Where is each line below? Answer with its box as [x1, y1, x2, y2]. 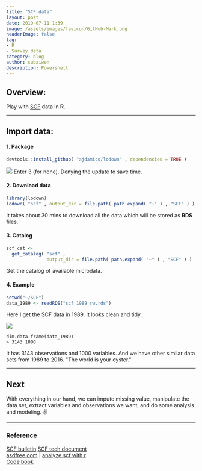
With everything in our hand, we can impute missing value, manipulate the [6, 395, 189, 402]
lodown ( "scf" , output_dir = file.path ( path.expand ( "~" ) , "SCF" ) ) [6, 201, 195, 207]
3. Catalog [6, 232, 33, 239]
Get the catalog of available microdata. [6, 267, 102, 275]
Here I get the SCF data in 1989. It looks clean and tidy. [6, 311, 142, 318]
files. [6, 218, 19, 225]
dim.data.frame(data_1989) [6, 334, 74, 340]
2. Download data [6, 182, 51, 189]
